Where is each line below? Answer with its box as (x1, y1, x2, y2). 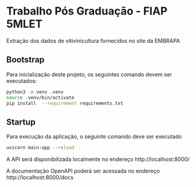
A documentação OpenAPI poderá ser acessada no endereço (6, 168, 160, 175)
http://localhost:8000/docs (6, 174, 74, 181)
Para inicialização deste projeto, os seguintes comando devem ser (6, 71, 172, 78)
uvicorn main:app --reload (6, 145, 75, 151)
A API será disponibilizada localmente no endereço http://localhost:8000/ (6, 156, 190, 163)
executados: (6, 77, 38, 84)
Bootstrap (6, 54, 45, 65)
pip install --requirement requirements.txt (6, 100, 123, 107)
